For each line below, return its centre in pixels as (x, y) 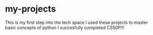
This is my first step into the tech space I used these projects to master (76, 22)
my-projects (31, 9)
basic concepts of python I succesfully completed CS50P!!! (65, 27)
